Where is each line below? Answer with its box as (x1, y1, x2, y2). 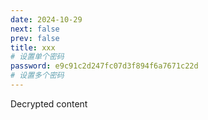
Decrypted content (10, 97, 88, 110)
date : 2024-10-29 (10, 14, 83, 25)
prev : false (10, 33, 60, 43)
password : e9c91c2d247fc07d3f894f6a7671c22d (10, 61, 199, 71)
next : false (10, 24, 60, 34)
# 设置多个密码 (10, 71, 65, 81)
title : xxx (10, 42, 56, 53)
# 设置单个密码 (10, 52, 65, 62)
